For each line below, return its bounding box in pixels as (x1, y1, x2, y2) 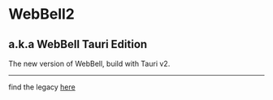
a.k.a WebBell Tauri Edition (8, 37, 148, 51)
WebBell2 (8, 5, 76, 24)
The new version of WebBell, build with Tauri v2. (8, 59, 171, 68)
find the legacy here (8, 82, 76, 92)
